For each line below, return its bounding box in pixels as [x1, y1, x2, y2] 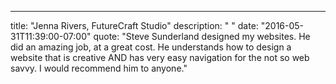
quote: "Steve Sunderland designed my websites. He [93, 31, 311, 42]
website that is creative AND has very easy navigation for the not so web [10, 52, 310, 63]
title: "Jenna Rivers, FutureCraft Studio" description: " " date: [10, 20, 259, 31]
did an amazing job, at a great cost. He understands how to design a [10, 41, 292, 53]
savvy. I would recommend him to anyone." [10, 62, 188, 74]
